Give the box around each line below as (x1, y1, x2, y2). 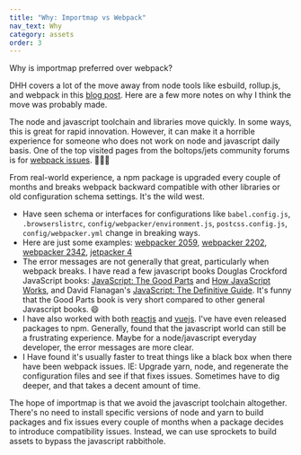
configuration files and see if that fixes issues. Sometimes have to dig (22, 371, 280, 381)
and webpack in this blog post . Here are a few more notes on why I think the (9, 90, 292, 101)
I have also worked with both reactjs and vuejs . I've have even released (22, 313, 288, 324)
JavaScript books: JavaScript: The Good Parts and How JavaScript (22, 276, 271, 286)
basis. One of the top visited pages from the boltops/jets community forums (9, 145, 290, 156)
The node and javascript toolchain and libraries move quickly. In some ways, (9, 117, 292, 127)
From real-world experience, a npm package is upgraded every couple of (9, 172, 281, 183)
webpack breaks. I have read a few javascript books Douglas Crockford (22, 266, 288, 276)
